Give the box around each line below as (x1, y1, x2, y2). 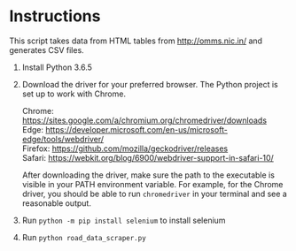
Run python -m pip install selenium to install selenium (21, 215, 226, 225)
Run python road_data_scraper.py (21, 232, 146, 242)
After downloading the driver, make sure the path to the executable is (21, 170, 275, 180)
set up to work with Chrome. (21, 88, 127, 99)
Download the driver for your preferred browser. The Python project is (21, 79, 278, 89)
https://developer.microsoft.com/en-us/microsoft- (45, 124, 228, 134)
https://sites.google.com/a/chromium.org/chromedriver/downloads (21, 115, 268, 125)
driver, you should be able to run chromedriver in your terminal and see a (21, 188, 288, 199)
